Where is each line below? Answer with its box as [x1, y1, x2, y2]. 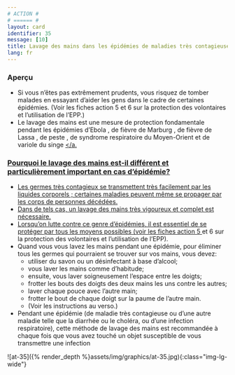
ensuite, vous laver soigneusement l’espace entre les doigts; [27, 272, 202, 280]
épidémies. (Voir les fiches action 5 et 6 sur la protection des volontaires [17, 103, 226, 112]
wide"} [7, 360, 27, 369]
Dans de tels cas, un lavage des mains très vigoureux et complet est [17, 205, 215, 214]
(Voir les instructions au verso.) [27, 302, 118, 311]
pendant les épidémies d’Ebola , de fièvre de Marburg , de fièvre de [17, 125, 212, 134]
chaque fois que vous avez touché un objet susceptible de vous [17, 332, 201, 340]
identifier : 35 [7, 29, 52, 37]
